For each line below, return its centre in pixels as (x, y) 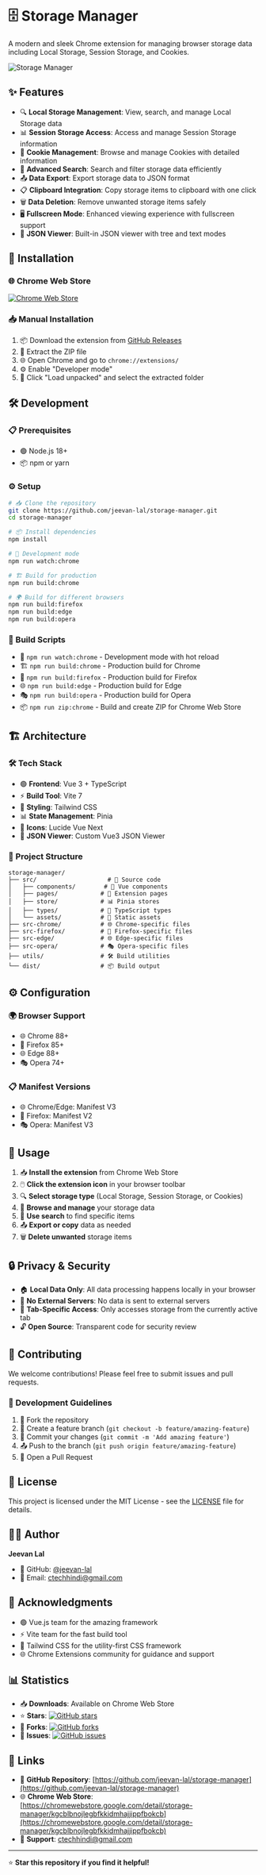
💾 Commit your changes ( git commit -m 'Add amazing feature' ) (124, 1437)
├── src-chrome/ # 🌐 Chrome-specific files (99, 925)
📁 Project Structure (46, 857)
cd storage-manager (40, 518)
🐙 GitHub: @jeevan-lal (56, 1569)
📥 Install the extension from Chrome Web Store (99, 1172)
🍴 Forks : (34, 1727)
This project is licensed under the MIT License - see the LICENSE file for (126, 1501)
